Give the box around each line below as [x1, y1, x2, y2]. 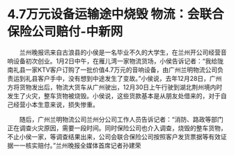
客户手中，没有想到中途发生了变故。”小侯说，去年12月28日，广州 [37, 74, 222, 82]
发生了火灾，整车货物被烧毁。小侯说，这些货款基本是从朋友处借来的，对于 [7, 91, 221, 100]
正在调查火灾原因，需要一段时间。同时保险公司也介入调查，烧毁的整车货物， [7, 123, 227, 132]
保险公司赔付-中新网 [7, 24, 123, 40]
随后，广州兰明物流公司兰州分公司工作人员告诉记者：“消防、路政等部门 [19, 115, 224, 123]
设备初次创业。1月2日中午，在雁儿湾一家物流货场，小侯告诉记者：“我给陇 [13, 56, 224, 65]
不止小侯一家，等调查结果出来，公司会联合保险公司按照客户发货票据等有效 [7, 132, 221, 141]
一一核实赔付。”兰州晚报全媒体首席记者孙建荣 [13, 141, 141, 150]
